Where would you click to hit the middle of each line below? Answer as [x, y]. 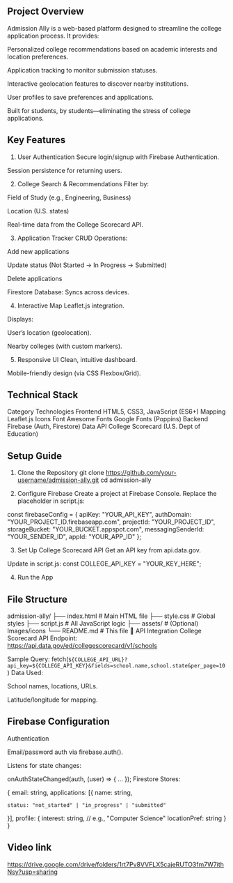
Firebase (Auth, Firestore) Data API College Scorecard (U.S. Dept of [104, 427]
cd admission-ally [126, 480]
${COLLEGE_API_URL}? [98, 660]
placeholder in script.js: [51, 501]
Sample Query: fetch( [38, 659]
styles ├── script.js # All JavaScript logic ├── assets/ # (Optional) [103, 624]
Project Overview [46, 12]
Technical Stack [43, 395]
